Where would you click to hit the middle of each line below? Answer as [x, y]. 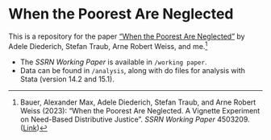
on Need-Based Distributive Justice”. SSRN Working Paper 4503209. [135, 119]
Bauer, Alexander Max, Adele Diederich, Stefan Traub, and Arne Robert [138, 102]
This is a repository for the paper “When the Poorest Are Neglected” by [127, 36]
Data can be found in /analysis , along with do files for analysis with [133, 70]
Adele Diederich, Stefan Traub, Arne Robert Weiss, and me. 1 [108, 45]
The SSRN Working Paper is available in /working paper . [113, 62]
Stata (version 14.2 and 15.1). [67, 79]
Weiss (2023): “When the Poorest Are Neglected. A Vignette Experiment [140, 110]
